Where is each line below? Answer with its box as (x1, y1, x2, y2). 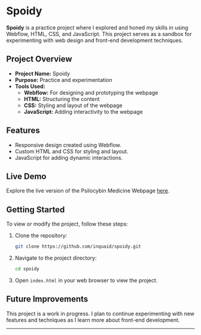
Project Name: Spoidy (14, 70, 71, 77)
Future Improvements (6, 294, 89, 304)
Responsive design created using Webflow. (14, 141, 121, 148)
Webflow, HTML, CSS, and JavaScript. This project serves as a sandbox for (6, 30, 192, 37)
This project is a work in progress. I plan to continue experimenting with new (6, 310, 195, 317)
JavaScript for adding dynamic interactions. (14, 154, 123, 161)
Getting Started (6, 205, 65, 215)
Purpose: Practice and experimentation (14, 76, 112, 83)
